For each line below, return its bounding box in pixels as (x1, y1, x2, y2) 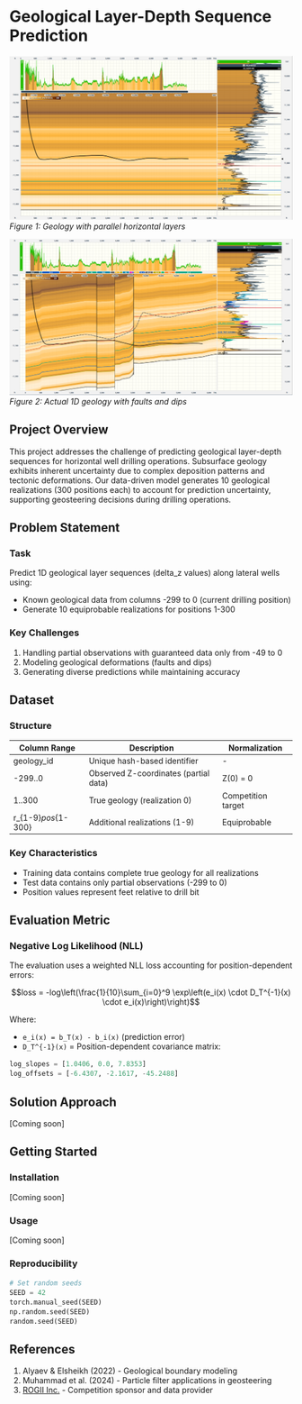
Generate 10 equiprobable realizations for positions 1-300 (22, 604, 235, 615)
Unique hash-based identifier (88, 755, 199, 767)
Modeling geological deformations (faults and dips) (22, 656, 213, 668)
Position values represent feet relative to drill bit (22, 886, 200, 898)
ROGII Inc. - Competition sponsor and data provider (22, 1385, 214, 1396)
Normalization (227, 742, 283, 753)
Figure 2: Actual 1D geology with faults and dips (9, 396, 187, 406)
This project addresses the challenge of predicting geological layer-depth (9, 446, 281, 457)
